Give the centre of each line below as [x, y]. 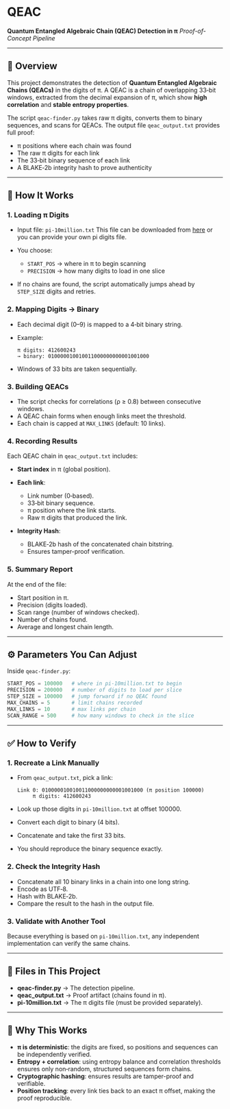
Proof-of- [193, 31]
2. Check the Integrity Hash [54, 866]
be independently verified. [54, 1054]
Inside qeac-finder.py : [39, 671]
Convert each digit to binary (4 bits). [68, 822]
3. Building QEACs [38, 387]
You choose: [35, 250]
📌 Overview [32, 66]
